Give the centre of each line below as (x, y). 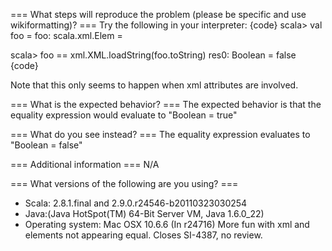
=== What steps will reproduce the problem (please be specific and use (158, 14)
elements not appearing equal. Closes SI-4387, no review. (143, 235)
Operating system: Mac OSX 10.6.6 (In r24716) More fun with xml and (167, 224)
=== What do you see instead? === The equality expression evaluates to (160, 134)
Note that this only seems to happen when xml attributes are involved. (154, 85)
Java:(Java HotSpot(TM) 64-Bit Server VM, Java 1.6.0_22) (144, 213)
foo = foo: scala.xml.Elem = (66, 35)
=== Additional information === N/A (85, 164)
